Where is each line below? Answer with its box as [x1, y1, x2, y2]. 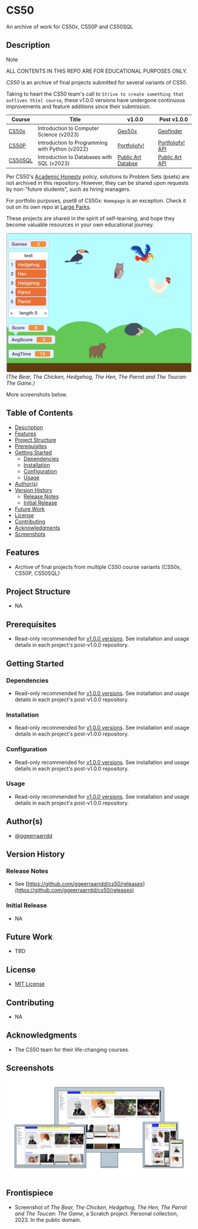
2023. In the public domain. [14, 1216, 81, 1223]
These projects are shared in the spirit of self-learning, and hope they [6, 214, 175, 222]
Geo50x [117, 128, 137, 135]
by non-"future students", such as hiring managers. [6, 186, 131, 193]
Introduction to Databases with [37, 154, 113, 160]
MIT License [14, 980, 45, 987]
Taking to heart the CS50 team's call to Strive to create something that [6, 90, 184, 97]
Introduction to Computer [37, 125, 99, 132]
